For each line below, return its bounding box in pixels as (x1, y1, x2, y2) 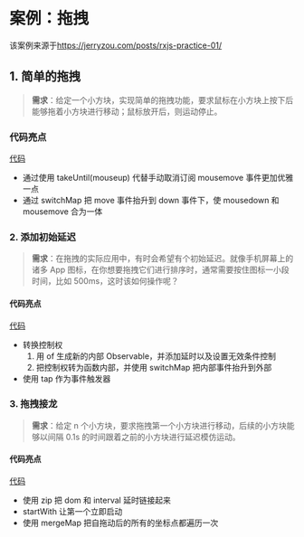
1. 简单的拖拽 (9, 69, 81, 84)
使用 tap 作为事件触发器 (22, 372, 111, 384)
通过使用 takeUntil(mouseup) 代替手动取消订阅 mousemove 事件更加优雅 (22, 173, 294, 184)
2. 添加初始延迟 (9, 231, 77, 243)
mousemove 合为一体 (22, 206, 103, 217)
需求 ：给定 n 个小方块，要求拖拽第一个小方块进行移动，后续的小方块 (31, 419, 287, 430)
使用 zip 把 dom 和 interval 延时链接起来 (22, 495, 172, 506)
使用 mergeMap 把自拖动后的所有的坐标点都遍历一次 (22, 517, 219, 529)
